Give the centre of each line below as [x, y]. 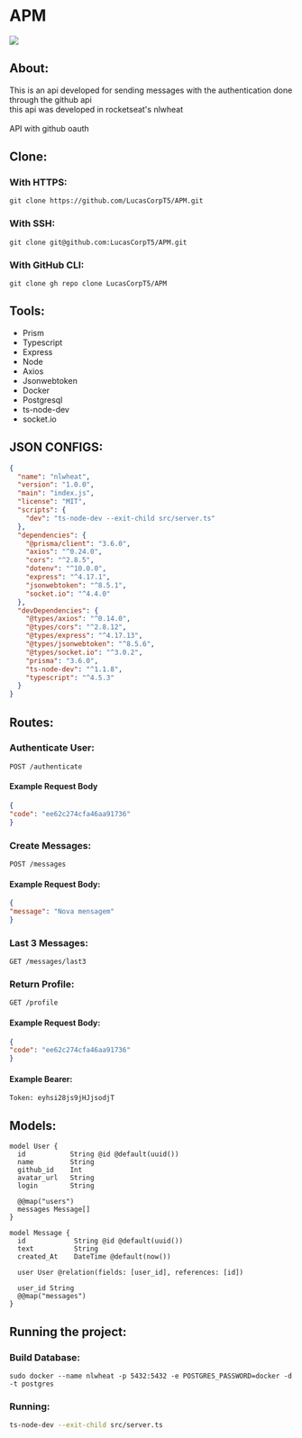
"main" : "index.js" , [56, 493]
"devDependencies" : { [58, 610]
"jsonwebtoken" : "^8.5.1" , [76, 585]
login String [56, 1186]
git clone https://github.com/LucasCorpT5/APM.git [106, 201]
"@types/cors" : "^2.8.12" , [76, 627]
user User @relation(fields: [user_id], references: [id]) [131, 1273]
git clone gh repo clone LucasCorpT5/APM [88, 284]
